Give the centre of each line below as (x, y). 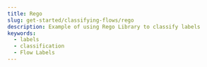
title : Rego (25, 14)
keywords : (22, 33)
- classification (39, 46)
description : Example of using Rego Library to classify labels (104, 27)
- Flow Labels (34, 53)
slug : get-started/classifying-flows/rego (71, 20)
